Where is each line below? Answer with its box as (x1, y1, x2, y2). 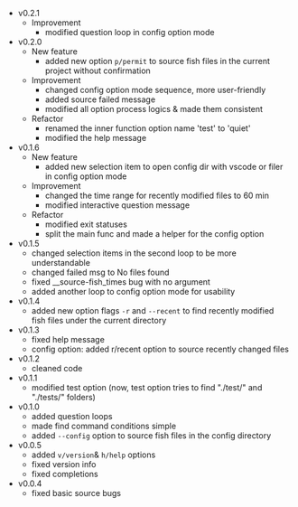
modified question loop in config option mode (44, 27, 215, 37)
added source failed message (44, 94, 156, 105)
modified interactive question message (44, 200, 191, 211)
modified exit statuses (44, 219, 128, 230)
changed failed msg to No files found (31, 267, 170, 277)
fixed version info (31, 459, 97, 469)
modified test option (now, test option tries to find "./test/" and (31, 382, 263, 392)
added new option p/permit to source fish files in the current (44, 56, 271, 66)
